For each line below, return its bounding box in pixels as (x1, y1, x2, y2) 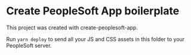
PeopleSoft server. (6, 42, 52, 49)
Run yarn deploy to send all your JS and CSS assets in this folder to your (6, 35, 185, 42)
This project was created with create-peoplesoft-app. (6, 24, 138, 31)
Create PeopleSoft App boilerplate (6, 4, 180, 18)
